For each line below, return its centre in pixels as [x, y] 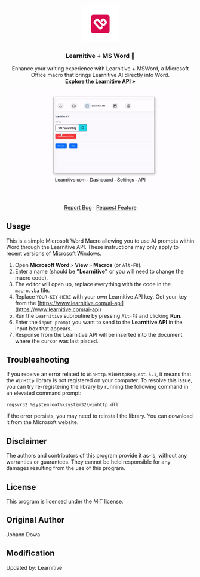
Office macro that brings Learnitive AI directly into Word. [100, 75]
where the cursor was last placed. [56, 341]
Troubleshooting [38, 360]
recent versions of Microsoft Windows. [54, 253]
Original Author [36, 520]
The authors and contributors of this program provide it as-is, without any [97, 456]
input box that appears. [44, 328]
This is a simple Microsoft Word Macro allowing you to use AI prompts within [100, 241]
